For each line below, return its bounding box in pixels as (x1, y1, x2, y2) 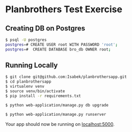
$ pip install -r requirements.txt (5, 93, 81, 98)
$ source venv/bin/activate (5, 89, 65, 94)
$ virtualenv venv (5, 84, 45, 89)
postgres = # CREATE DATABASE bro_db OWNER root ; (5, 47, 111, 52)
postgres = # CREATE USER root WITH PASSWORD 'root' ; (5, 42, 118, 47)
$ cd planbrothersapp (5, 79, 52, 85)
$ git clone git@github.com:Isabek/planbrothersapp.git (5, 74, 127, 80)
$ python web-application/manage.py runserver (5, 112, 106, 117)
